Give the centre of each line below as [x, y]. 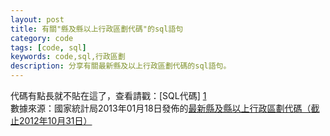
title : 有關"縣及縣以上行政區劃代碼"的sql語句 [97, 29]
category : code [42, 38]
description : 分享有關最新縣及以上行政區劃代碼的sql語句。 [121, 66]
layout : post [37, 19]
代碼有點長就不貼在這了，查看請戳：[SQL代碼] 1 [108, 95]
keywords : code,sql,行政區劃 [68, 57]
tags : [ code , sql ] [48, 47]
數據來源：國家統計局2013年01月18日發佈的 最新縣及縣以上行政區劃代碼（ [161, 108]
